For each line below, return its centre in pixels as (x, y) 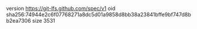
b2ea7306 (19, 21)
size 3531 (44, 21)
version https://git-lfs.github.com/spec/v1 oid (61, 8)
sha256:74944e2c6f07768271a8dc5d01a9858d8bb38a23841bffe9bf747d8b (98, 14)
